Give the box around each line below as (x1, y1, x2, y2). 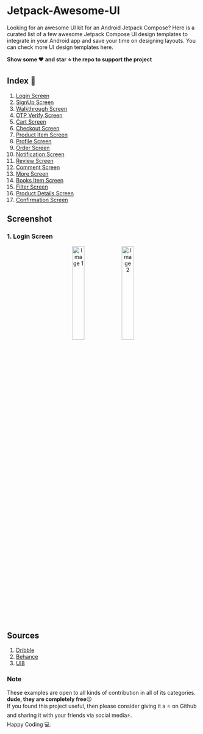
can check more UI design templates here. (7, 43, 113, 51)
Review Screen (15, 157, 54, 164)
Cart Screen (15, 118, 46, 125)
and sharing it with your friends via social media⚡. (7, 711, 132, 719)
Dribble (15, 646, 35, 654)
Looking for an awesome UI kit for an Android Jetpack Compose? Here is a (7, 24, 195, 31)
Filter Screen (15, 183, 48, 190)
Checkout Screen (15, 124, 60, 132)
